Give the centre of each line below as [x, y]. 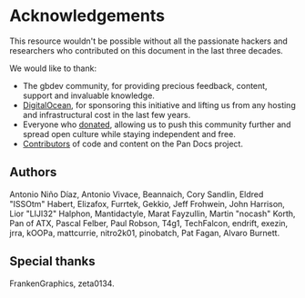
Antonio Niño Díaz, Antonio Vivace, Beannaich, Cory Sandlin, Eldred [137, 194]
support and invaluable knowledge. [88, 95]
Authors [33, 172]
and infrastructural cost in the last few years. [107, 114]
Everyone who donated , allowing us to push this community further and [157, 124]
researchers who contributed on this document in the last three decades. [147, 50]
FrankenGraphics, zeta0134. [62, 283]
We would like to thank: [53, 68]
